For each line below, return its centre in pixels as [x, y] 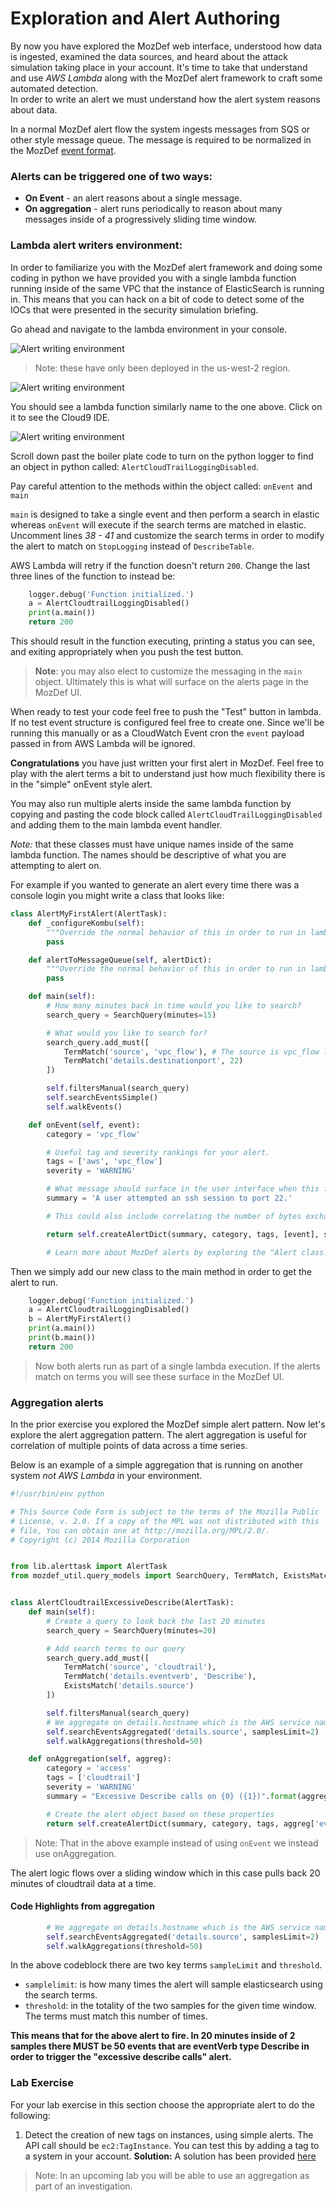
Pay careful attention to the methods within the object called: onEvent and [161, 486]
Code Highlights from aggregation [82, 1906]
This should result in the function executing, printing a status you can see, [162, 641]
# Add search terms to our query [116, 1648]
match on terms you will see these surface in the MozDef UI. [159, 1376]
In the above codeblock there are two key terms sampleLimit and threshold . [166, 1965]
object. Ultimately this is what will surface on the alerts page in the [172, 682]
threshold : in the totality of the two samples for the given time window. [170, 2006]
